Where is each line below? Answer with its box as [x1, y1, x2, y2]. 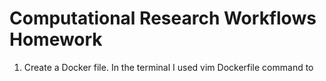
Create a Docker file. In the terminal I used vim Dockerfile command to [23, 61, 314, 73]
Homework [9, 28, 103, 51]
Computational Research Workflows [9, 7, 317, 30]
